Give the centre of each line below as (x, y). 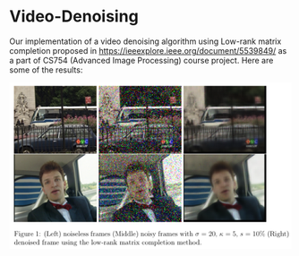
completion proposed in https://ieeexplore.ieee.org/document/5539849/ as (148, 50)
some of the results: (46, 70)
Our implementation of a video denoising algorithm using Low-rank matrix (145, 41)
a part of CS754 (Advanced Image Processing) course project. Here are (141, 60)
